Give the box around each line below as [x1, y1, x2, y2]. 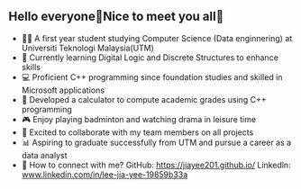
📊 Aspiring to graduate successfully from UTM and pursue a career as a [21, 137, 292, 148]
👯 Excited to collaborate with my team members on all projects [21, 127, 254, 138]
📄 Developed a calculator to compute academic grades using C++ [21, 94, 267, 104]
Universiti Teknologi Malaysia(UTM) [21, 42, 155, 53]
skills [21, 61, 41, 72]
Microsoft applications [21, 85, 105, 95]
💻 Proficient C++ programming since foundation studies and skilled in [21, 71, 283, 82]
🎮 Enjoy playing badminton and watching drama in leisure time [21, 113, 257, 124]
